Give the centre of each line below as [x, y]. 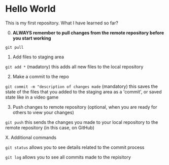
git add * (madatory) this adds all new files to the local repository [74, 67]
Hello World [30, 9]
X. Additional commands [31, 137]
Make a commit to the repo [41, 76]
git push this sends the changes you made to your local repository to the [82, 122]
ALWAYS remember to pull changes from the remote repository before [88, 32]
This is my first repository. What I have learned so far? [62, 23]
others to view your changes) [43, 112]
